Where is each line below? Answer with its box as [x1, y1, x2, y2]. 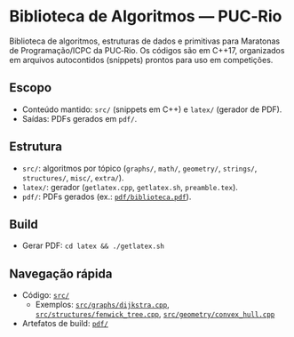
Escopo [9, 80, 52, 95]
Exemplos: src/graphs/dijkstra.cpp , [35, 300, 171, 310]
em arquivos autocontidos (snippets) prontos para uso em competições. [9, 54, 274, 65]
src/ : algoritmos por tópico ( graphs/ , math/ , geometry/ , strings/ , [21, 163, 258, 173]
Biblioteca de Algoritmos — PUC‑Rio [9, 6, 282, 27]
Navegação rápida [9, 266, 113, 281]
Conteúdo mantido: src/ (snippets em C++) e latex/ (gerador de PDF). [21, 104, 282, 115]
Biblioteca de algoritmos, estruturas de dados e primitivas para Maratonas [9, 36, 281, 46]
